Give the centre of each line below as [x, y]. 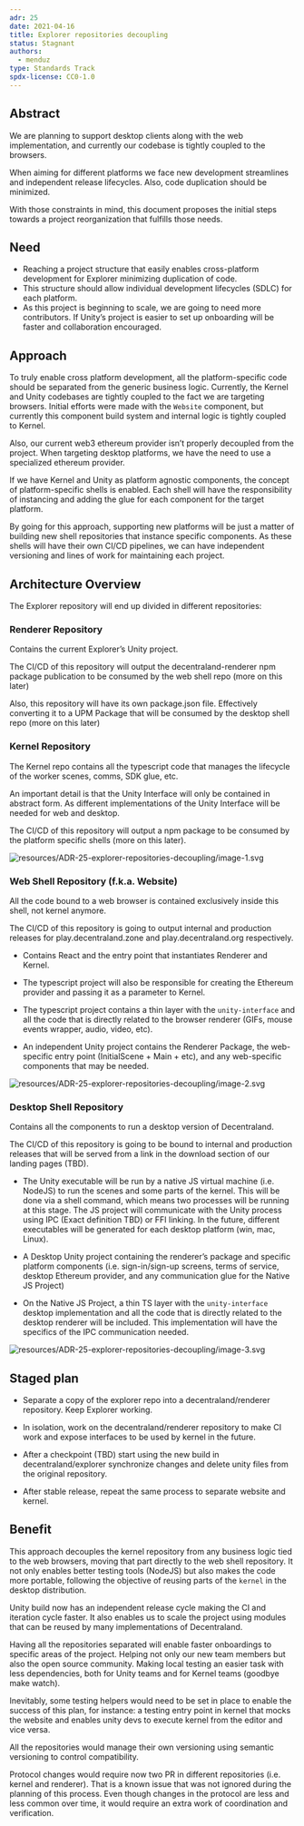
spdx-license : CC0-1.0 [52, 77]
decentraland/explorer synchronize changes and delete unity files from [155, 1464]
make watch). [35, 1683]
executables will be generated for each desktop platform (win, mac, [149, 1230]
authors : [26, 52]
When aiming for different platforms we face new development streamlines [149, 172]
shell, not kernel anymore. [58, 910]
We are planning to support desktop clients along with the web [126, 135]
